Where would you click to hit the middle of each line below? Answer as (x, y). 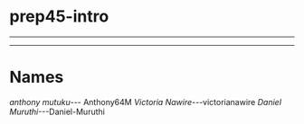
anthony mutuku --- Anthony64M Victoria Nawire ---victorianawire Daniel (146, 102)
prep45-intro (59, 17)
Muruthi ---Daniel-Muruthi (57, 111)
